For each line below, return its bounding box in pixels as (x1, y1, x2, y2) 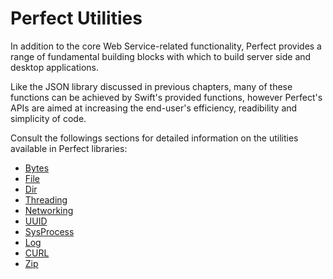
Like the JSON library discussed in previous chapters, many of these (10, 80, 293, 92)
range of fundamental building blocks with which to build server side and (10, 50, 312, 62)
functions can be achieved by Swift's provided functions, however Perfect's (10, 91, 323, 103)
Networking (24, 204, 74, 216)
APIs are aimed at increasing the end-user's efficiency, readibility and (10, 102, 298, 114)
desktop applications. (10, 61, 99, 73)
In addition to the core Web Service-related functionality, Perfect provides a (10, 40, 322, 52)
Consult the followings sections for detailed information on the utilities (10, 132, 299, 144)
